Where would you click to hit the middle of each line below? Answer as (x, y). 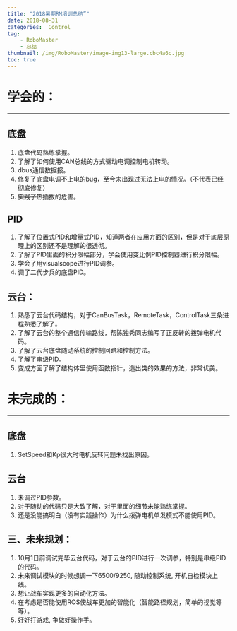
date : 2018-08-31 (33, 20)
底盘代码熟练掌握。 (45, 152)
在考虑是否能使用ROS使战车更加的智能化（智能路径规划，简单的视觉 (117, 602)
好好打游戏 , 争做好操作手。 (56, 620)
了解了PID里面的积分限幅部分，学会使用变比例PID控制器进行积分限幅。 (120, 254)
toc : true (22, 60)
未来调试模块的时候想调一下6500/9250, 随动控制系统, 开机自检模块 (115, 575)
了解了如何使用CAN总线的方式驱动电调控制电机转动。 (95, 161)
